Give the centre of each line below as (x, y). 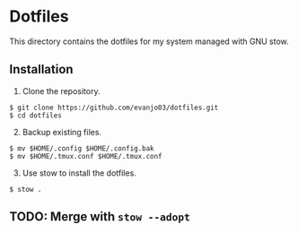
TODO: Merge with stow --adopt (100, 217)
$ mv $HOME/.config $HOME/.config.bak (82, 148)
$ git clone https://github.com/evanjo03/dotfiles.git (114, 108)
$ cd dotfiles (36, 115)
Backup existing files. (61, 132)
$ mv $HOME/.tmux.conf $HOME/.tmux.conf (86, 156)
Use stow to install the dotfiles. (79, 173)
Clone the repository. (61, 91)
